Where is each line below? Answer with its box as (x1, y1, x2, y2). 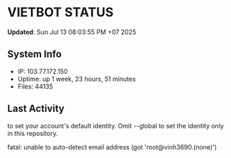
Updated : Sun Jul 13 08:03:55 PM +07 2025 (7, 28, 137, 36)
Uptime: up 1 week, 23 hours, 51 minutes (17, 74, 136, 83)
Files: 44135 (17, 82, 53, 91)
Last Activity (7, 103, 65, 115)
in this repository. (7, 129, 58, 137)
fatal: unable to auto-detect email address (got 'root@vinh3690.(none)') (7, 142, 218, 151)
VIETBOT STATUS (7, 4, 114, 21)
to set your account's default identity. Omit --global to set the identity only (7, 121, 225, 130)
